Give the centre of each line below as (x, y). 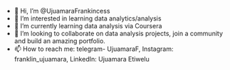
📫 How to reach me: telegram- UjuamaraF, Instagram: (94, 49)
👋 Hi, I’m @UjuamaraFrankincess (62, 11)
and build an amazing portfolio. (59, 41)
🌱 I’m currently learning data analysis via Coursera (88, 26)
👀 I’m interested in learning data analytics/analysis (88, 18)
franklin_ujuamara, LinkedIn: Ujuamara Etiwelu (82, 59)
